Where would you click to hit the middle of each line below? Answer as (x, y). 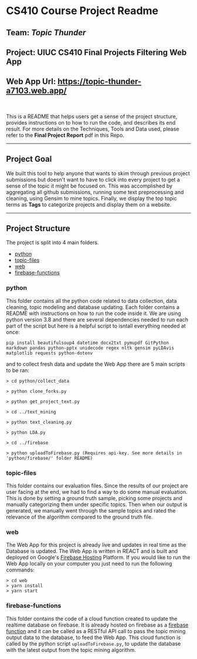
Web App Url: (31, 81)
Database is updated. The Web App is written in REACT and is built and (92, 551)
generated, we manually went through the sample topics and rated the (91, 511)
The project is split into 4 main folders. (52, 243)
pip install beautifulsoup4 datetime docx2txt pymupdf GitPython (87, 343)
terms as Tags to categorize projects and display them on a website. (89, 205)
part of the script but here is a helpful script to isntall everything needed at (96, 326)
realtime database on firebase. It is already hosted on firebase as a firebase (97, 625)
